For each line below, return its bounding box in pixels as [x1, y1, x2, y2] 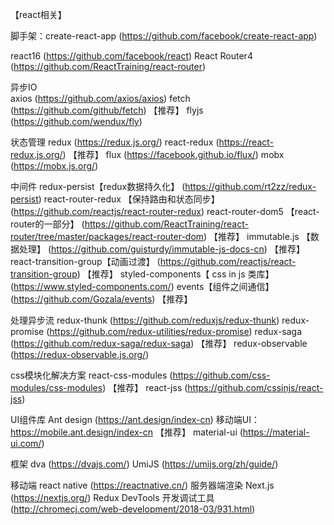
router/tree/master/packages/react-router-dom [10, 231, 205, 242]
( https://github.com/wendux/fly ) [10, 116, 143, 127]
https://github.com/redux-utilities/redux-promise [49, 326, 250, 337]
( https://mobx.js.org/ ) [10, 160, 99, 172]
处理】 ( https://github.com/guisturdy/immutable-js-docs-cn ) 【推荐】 [18, 243, 305, 255]
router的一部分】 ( [10, 218, 85, 230]
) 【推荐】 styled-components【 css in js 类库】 [76, 268, 275, 280]
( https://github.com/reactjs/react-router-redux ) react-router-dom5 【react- [10, 206, 320, 217]
